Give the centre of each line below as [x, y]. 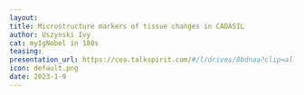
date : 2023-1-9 [38, 77]
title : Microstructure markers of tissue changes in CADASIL [127, 26]
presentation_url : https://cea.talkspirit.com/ [101, 60]
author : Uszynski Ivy [50, 34]
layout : [24, 18]
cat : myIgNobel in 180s [54, 43]
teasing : [26, 52]
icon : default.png [44, 69]
